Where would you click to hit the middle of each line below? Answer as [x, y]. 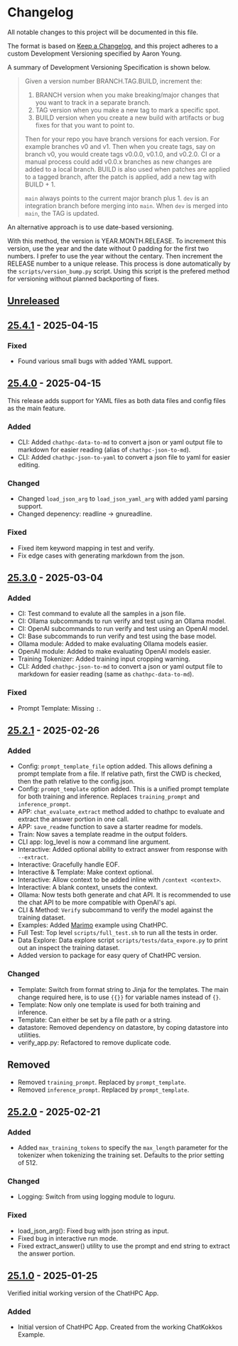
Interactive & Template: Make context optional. [86, 872]
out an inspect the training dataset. [69, 948]
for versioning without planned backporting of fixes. [83, 278]
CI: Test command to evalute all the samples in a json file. [102, 614]
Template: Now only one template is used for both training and [109, 1004]
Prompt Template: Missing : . [59, 708]
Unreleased [34, 301]
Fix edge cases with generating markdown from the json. [101, 555]
